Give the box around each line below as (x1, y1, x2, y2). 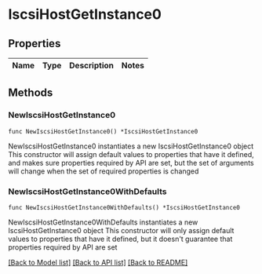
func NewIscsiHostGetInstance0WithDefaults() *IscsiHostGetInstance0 (8, 203, 241, 211)
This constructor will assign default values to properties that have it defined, (8, 149, 255, 159)
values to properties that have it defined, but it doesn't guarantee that (8, 234, 233, 243)
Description (69, 60, 114, 71)
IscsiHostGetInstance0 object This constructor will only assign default (8, 225, 235, 235)
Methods (8, 86, 53, 100)
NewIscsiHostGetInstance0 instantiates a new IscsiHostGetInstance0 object (8, 141, 254, 151)
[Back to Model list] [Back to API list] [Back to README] (8, 258, 188, 267)
